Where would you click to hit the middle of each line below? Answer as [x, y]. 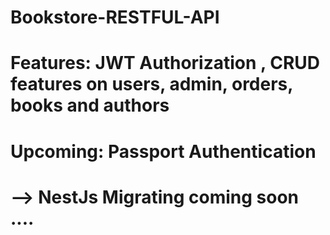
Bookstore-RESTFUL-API [115, 17]
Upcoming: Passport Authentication [163, 151]
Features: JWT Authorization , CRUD [165, 63]
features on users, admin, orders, [151, 84]
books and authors [90, 105]
